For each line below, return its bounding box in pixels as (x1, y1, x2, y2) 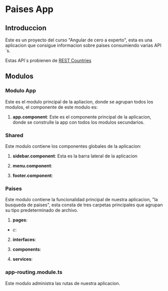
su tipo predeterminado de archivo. (5, 207, 79, 213)
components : (12, 246, 41, 253)
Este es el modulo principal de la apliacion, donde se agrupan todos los (5, 98, 153, 104)
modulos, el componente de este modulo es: (5, 104, 98, 110)
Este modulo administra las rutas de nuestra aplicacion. (5, 280, 121, 286)
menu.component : (12, 162, 52, 168)
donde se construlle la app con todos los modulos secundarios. (12, 119, 145, 125)
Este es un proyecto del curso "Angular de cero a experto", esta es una (5, 37, 153, 43)
